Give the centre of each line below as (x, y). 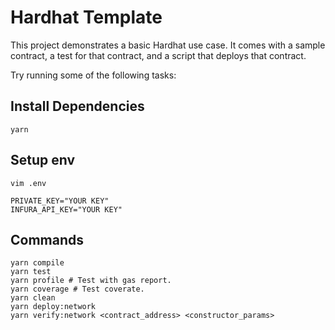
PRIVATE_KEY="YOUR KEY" (60, 201)
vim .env (28, 183)
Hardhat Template (86, 17)
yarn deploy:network (53, 307)
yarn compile (37, 263)
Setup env (43, 160)
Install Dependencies (77, 106)
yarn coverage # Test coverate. (77, 289)
